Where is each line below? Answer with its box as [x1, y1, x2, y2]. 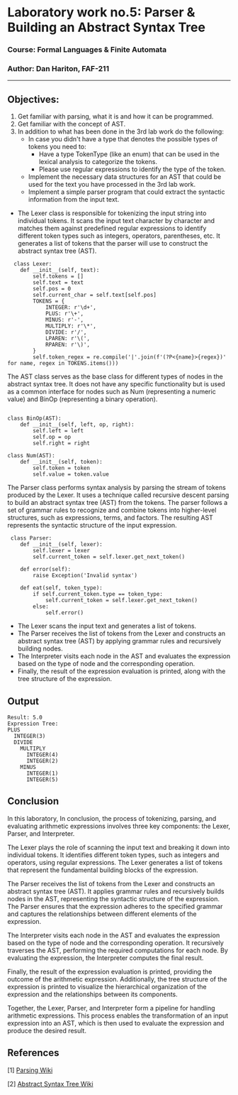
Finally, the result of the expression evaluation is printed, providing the [7, 967, 212, 976]
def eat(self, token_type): [20, 584, 103, 592]
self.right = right [33, 440, 91, 447]
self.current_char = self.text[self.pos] [33, 292, 157, 299]
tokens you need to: [28, 143, 86, 151]
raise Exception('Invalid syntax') [33, 572, 138, 579]
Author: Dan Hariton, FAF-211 [7, 64, 110, 74]
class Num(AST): [7, 452, 55, 459]
